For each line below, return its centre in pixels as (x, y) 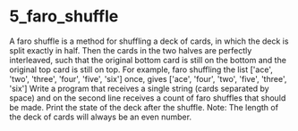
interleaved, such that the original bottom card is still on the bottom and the (148, 60)
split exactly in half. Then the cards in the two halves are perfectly (131, 50)
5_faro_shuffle (64, 16)
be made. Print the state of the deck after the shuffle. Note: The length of (144, 107)
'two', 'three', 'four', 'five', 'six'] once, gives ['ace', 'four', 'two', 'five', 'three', (148, 78)
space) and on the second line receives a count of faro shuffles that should (148, 98)
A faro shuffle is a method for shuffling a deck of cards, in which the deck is (149, 41)
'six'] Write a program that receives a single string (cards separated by (140, 88)
